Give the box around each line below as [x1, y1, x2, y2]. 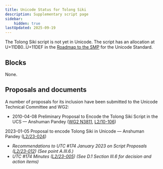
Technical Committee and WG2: [5, 104, 70, 110]
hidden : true [14, 21, 41, 26]
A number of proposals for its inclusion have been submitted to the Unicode [5, 99, 158, 105]
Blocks [5, 58, 26, 67]
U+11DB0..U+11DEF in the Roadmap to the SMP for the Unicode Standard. [5, 44, 153, 50]
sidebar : [5, 16, 23, 21]
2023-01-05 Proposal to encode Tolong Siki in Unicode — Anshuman [5, 128, 144, 134]
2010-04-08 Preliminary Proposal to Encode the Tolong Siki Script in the [12, 113, 158, 119]
